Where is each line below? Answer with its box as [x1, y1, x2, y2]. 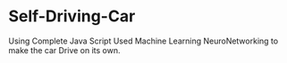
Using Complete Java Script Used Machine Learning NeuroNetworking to [8, 35, 279, 46]
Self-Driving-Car [8, 6, 136, 27]
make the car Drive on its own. [8, 44, 122, 55]
